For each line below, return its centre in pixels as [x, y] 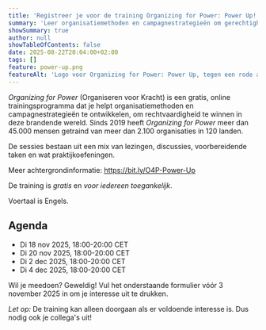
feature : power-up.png [46, 67]
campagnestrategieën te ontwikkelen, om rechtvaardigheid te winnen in [125, 114]
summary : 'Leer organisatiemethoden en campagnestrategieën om [115, 23]
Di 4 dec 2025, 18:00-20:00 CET [73, 270]
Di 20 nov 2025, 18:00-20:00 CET [75, 253]
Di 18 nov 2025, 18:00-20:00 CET [74, 245]
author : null [30, 38]
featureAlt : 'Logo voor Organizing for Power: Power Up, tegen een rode [131, 75]
